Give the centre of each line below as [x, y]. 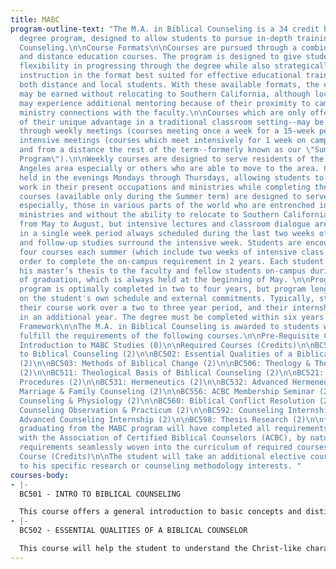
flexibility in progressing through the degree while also [145, 66]
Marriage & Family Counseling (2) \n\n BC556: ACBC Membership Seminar [167, 391]
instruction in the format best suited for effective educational [160, 76]
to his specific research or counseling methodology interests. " [160, 466]
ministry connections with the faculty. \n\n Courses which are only [163, 112]
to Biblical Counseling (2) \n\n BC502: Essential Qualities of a [156, 354]
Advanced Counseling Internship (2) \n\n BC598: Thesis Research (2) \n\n [172, 419]
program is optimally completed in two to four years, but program [163, 289]
